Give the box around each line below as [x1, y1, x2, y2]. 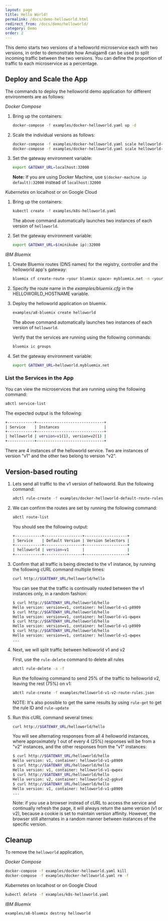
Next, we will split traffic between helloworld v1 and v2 [12, 646, 125, 652]
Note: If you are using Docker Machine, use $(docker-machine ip [12, 174, 147, 180]
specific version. [12, 821, 47, 827]
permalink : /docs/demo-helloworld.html [5, 17, 89, 22]
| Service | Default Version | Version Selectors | [12, 538, 130, 543]
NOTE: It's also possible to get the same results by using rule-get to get [12, 699, 162, 705]
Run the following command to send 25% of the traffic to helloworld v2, [12, 675, 160, 681]
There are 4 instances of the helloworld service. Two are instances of [5, 448, 149, 454]
